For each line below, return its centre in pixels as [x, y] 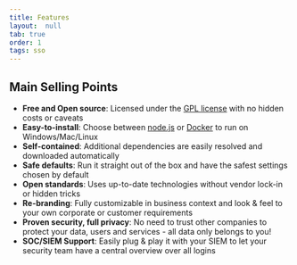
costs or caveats [53, 118]
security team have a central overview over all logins [119, 250]
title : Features [39, 17]
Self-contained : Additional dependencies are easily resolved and [142, 146]
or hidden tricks [51, 194]
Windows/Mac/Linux [60, 137]
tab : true [28, 34]
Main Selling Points [64, 87]
